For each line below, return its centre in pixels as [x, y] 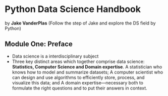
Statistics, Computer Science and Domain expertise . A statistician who [87, 66]
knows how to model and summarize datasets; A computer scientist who [88, 72]
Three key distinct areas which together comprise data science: [78, 61]
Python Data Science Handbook [73, 9]
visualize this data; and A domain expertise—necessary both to [77, 82]
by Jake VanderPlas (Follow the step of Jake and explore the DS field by [80, 23]
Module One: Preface [39, 44]
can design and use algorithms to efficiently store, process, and [78, 77]
